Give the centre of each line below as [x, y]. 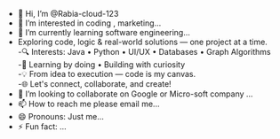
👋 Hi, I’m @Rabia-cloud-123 [68, 14]
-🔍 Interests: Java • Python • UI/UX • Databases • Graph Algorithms [144, 52]
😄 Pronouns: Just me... [60, 116]
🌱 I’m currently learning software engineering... [104, 32]
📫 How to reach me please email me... [88, 104]
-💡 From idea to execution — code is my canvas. [107, 74]
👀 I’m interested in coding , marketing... [89, 23]
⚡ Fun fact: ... [42, 127]
